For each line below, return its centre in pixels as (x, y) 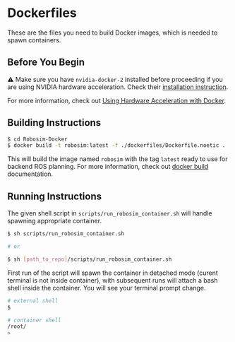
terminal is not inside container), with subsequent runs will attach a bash (113, 280)
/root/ (17, 326)
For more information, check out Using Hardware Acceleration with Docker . (116, 100)
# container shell (34, 320)
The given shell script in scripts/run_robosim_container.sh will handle (110, 213)
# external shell (33, 301)
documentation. (30, 174)
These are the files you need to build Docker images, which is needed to (113, 33)
